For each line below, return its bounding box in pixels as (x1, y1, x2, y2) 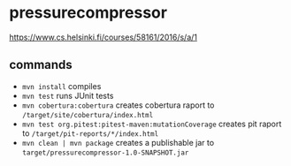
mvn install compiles (21, 80, 102, 91)
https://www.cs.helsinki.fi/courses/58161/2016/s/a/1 (9, 32, 197, 42)
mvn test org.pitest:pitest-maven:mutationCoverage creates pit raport (21, 118, 282, 129)
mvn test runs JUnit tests (21, 90, 114, 101)
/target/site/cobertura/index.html (21, 110, 154, 119)
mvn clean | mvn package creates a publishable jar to (21, 137, 215, 147)
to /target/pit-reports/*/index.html (21, 127, 159, 139)
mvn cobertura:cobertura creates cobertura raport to (21, 100, 215, 110)
